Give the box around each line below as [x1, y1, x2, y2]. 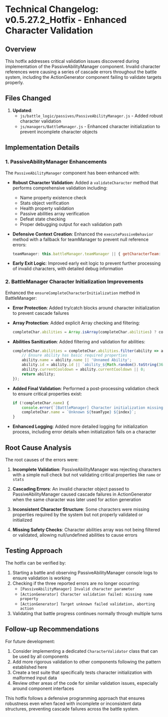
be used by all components [12, 653, 69, 659]
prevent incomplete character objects [20, 129, 98, 135]
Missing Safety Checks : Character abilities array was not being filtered [12, 526, 160, 533]
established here [12, 664, 48, 670]
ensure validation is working [12, 575, 71, 581]
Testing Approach [5, 546, 63, 555]
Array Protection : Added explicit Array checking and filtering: [12, 320, 140, 326]
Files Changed [5, 94, 51, 102]
